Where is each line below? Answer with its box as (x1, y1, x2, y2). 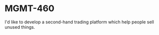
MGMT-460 (4, 3, 55, 14)
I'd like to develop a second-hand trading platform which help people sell (4, 19, 155, 25)
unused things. (4, 24, 35, 30)
